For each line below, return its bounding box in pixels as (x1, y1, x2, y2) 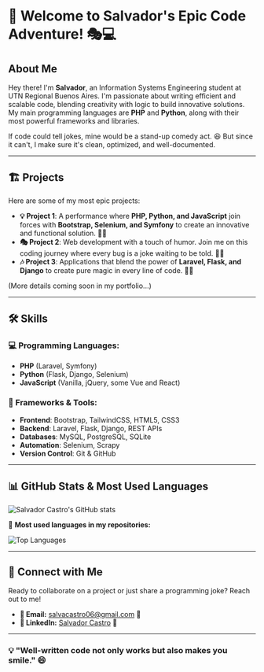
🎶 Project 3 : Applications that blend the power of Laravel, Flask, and (19, 257, 242, 266)
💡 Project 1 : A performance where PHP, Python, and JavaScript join (19, 211, 241, 220)
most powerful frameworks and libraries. (8, 116, 140, 125)
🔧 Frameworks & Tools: (8, 397, 98, 408)
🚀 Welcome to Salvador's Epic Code (8, 7, 246, 25)
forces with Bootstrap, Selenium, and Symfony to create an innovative (19, 220, 250, 229)
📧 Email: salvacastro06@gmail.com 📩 (19, 610, 141, 619)
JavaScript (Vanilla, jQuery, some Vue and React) (19, 378, 181, 387)
